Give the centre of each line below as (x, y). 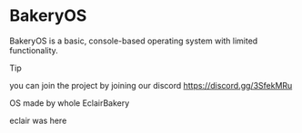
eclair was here (38, 120)
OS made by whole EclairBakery (70, 103)
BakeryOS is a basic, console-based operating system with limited (134, 41)
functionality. (34, 50)
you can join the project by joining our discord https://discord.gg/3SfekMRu (151, 85)
